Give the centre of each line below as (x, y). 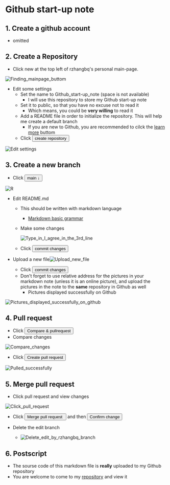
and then (77, 417)
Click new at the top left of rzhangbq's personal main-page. (76, 69)
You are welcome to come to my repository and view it (70, 477)
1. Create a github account (48, 28)
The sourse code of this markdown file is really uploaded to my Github (87, 466)
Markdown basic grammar (55, 218)
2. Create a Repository (42, 57)
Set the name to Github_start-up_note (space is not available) (85, 94)
